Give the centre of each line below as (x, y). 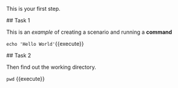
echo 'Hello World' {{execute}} (45, 44)
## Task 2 (19, 55)
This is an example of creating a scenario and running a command (89, 32)
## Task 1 (18, 20)
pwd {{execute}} (26, 79)
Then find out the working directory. (51, 67)
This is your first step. (33, 9)
